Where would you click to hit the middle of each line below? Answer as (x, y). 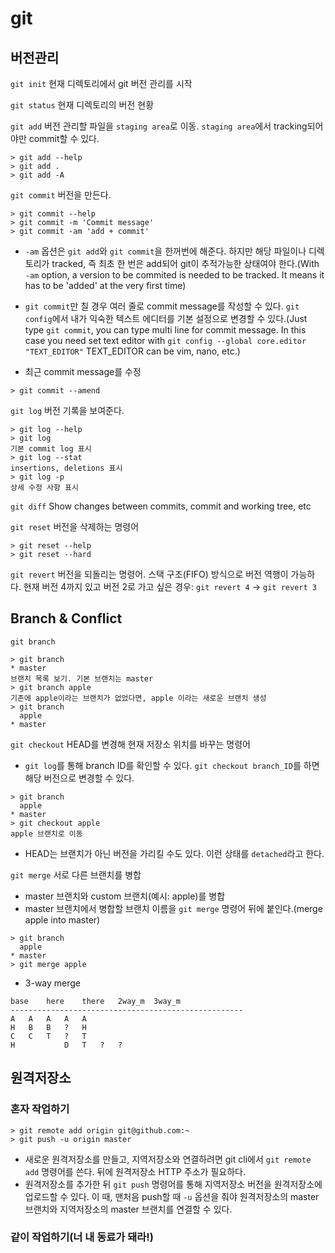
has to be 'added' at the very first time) (105, 285)
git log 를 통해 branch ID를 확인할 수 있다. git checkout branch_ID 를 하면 (172, 765)
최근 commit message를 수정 (83, 371)
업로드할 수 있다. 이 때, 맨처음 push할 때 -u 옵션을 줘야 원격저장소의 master (172, 1196)
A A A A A (48, 1018)
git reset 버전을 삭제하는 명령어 (75, 526)
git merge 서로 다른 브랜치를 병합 (76, 874)
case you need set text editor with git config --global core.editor (165, 340)
